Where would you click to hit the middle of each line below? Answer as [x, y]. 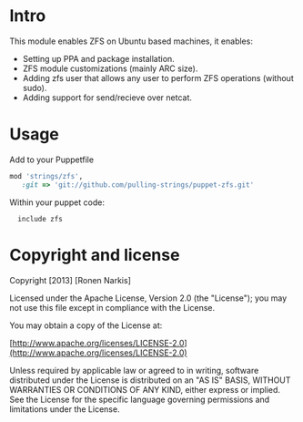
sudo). [35, 87]
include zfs [40, 219]
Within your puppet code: [57, 202]
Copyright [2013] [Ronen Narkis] [71, 280]
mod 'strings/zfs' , [46, 176]
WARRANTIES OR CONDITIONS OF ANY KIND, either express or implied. [145, 389]
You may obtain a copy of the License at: [86, 325]
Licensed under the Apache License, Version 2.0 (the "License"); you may [148, 298]
